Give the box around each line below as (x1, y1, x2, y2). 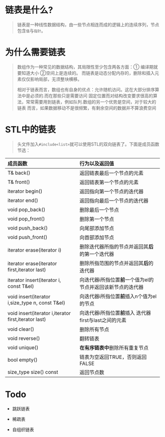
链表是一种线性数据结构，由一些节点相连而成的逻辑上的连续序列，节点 (17, 22, 160, 27)
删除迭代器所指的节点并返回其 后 (79, 243, 154, 250)
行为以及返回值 (79, 160, 114, 167)
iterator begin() (7, 187, 43, 194)
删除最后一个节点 (79, 206, 119, 213)
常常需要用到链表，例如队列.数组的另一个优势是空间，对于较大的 (26, 99, 156, 104)
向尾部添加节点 (79, 225, 114, 231)
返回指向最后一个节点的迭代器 (79, 197, 149, 204)
